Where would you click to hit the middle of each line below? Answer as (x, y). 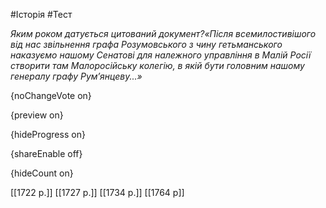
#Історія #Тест (41, 14)
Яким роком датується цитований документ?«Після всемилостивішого (163, 33)
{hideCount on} (42, 173)
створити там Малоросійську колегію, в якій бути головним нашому (157, 65)
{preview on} (37, 115)
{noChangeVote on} (51, 95)
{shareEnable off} (46, 153)
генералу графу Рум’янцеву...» (76, 76)
